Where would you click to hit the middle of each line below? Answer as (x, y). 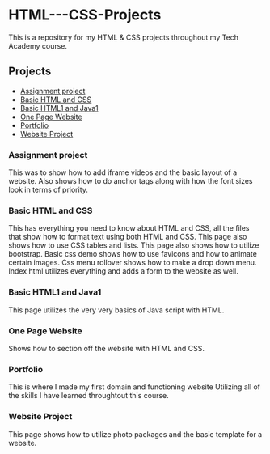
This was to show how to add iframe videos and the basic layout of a (123, 172)
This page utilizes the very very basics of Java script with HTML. (116, 310)
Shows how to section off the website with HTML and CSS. (106, 348)
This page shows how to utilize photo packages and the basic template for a (135, 434)
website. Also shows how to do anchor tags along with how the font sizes (131, 181)
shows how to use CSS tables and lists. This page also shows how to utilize (134, 245)
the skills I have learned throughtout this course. (89, 396)
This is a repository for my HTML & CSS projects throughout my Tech (124, 37)
